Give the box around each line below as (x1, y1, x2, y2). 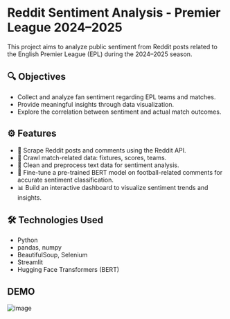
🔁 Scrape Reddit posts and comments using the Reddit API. (17, 146, 186, 154)
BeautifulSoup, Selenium (17, 251, 88, 259)
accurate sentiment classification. (17, 175, 114, 184)
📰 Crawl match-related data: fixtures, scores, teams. (17, 153, 167, 162)
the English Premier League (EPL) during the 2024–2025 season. (7, 50, 193, 58)
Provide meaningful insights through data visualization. (17, 100, 175, 108)
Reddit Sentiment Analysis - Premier (7, 5, 221, 21)
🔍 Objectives (7, 71, 67, 83)
